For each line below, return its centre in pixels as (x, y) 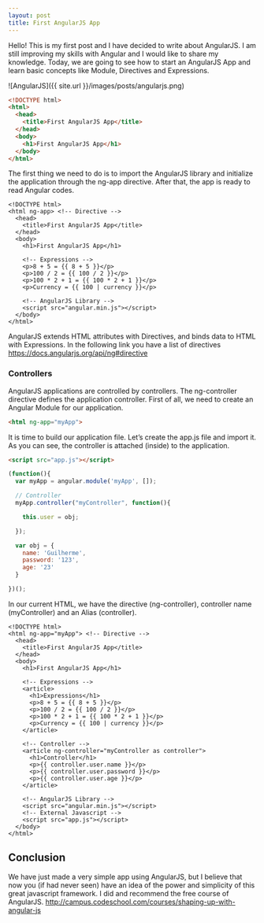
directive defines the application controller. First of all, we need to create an (131, 399)
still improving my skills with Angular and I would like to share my (113, 54)
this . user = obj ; (51, 517)
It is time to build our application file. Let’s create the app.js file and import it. (132, 437)
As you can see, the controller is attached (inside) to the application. (119, 445)
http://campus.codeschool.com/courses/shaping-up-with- (140, 902)
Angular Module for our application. (66, 407)
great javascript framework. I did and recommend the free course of (119, 893)
